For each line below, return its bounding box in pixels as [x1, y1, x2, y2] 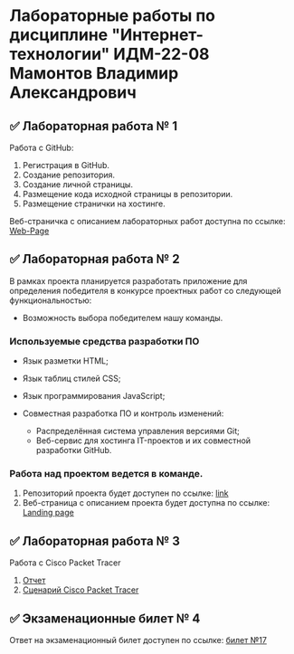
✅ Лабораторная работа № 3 [9, 533, 181, 548]
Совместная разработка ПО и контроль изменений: [22, 408, 224, 419]
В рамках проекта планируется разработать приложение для [9, 275, 248, 286]
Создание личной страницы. [22, 179, 134, 190]
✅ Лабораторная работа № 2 [9, 251, 180, 267]
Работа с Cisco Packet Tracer [9, 557, 121, 568]
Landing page [22, 507, 74, 518]
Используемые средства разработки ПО [9, 335, 200, 347]
